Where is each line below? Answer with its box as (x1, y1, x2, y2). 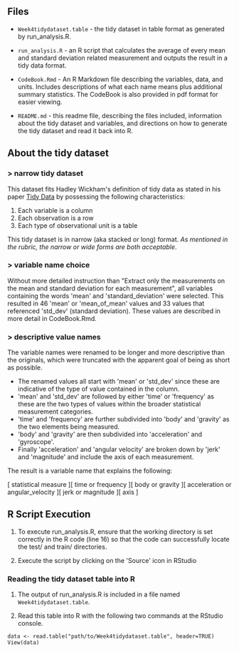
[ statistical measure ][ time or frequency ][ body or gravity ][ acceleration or (7, 480, 232, 489)
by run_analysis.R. (17, 32, 71, 41)
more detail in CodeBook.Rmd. (7, 314, 97, 322)
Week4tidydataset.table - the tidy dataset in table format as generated (17, 24, 225, 33)
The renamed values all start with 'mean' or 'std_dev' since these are (17, 377, 221, 386)
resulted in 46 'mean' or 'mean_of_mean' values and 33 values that (7, 299, 205, 307)
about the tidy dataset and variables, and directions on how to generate (17, 119, 228, 127)
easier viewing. (17, 98, 63, 106)
